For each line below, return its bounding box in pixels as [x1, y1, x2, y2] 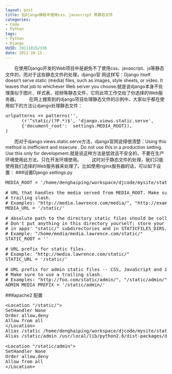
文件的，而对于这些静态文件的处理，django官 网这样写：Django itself [5, 71, 151, 77]
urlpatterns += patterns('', [5, 113, 78, 118]
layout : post [5, 7, 33, 13]
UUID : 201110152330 [5, 46, 47, 51]
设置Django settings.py [24, 169, 73, 175]
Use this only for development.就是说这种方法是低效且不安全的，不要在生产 [5, 150, 164, 156]
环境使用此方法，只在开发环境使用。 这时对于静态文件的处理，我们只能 [5, 157, 164, 163]
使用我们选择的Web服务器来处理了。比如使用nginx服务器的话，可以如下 [5, 163, 157, 169]
